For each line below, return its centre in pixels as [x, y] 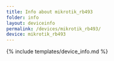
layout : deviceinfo [31, 23]
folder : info [23, 18]
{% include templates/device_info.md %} [57, 51]
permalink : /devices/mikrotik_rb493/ [54, 29]
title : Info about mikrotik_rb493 [50, 12]
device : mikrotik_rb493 [36, 34]
